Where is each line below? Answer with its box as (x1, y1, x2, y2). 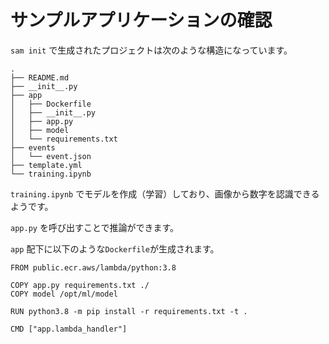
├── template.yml (10, 160, 83, 170)
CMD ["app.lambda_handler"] (10, 324, 128, 334)
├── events (10, 142, 56, 153)
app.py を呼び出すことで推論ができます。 (10, 221, 180, 233)
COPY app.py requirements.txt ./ (10, 280, 150, 290)
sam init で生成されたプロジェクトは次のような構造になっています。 (10, 44, 293, 56)
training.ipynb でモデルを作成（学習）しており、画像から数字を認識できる (10, 187, 320, 200)
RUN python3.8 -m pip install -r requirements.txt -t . (10, 306, 248, 316)
